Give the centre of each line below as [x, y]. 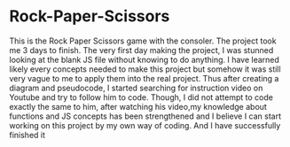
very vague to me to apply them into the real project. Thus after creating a [144, 78]
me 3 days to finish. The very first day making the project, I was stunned [141, 50]
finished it [27, 135]
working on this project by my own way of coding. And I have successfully [145, 125]
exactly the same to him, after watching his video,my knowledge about [138, 106]
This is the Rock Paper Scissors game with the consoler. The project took [143, 41]
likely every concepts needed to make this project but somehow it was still [145, 69]
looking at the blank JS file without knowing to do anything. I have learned [144, 59]
